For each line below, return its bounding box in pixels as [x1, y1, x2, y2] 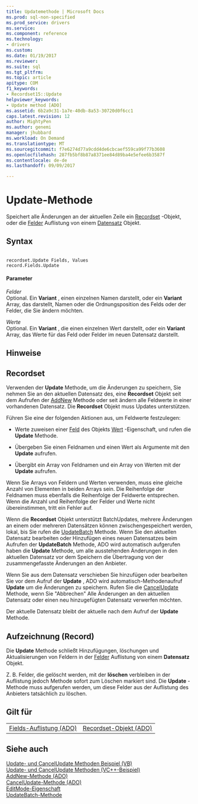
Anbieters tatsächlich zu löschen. [6, 690, 87, 697]
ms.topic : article [6, 75, 51, 81]
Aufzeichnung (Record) [6, 631, 95, 641]
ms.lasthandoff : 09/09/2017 [6, 163, 76, 169]
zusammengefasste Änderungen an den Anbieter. [6, 560, 127, 567]
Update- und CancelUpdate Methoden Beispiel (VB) [6, 760, 132, 767]
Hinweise [6, 348, 41, 358]
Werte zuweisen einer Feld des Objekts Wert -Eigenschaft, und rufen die [14, 426, 191, 433]
